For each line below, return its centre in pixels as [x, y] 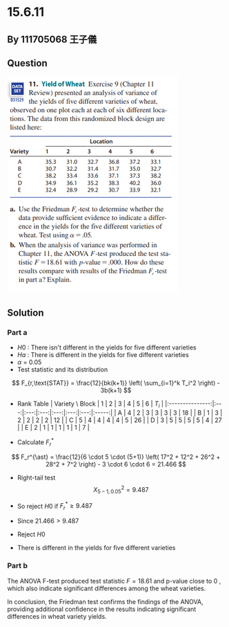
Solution [26, 312]
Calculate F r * [35, 442]
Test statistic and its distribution [62, 370]
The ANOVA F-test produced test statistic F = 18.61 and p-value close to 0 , [114, 581]
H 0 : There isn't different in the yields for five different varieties [107, 347]
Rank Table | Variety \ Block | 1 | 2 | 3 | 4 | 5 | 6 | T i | [90, 404]
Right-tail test [36, 478]
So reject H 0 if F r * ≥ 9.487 [55, 506]
